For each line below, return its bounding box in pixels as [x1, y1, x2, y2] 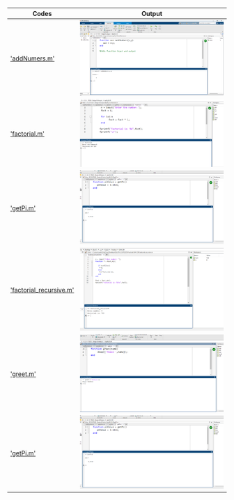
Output [141, 9, 162, 17]
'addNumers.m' [10, 54, 55, 63]
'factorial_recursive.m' [10, 286, 75, 295]
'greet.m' [10, 370, 36, 378]
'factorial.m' [10, 130, 45, 138]
